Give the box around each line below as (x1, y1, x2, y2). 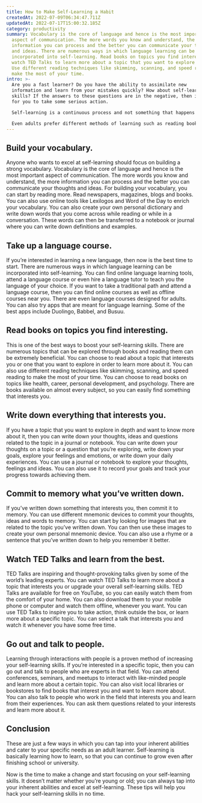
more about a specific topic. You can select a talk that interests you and (6, 615, 183, 622)
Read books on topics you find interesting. (6, 325, 168, 336)
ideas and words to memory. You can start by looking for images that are (6, 517, 186, 525)
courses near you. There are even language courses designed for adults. (6, 295, 187, 302)
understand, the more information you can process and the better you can (6, 178, 190, 185)
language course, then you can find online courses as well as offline (6, 289, 175, 296)
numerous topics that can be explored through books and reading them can (6, 348, 194, 355)
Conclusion (6, 724, 50, 734)
